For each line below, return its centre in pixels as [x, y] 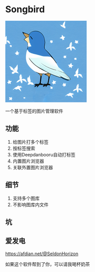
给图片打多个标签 [30, 142]
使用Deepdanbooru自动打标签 [44, 154]
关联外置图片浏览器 [33, 167]
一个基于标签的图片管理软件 [34, 111]
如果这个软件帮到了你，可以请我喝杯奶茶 [47, 264]
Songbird [25, 9]
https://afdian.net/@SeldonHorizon [42, 254]
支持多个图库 [26, 198]
